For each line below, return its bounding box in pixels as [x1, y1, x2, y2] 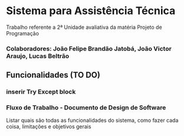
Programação [6, 29, 40, 37]
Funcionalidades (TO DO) [6, 70, 100, 80]
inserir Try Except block [6, 88, 76, 96]
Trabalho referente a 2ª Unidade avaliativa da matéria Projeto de [6, 24, 162, 31]
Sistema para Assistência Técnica [6, 4, 176, 18]
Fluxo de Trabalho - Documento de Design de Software [6, 104, 166, 112]
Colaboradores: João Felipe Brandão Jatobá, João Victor [6, 44, 172, 52]
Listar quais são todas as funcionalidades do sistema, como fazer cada [6, 117, 179, 124]
